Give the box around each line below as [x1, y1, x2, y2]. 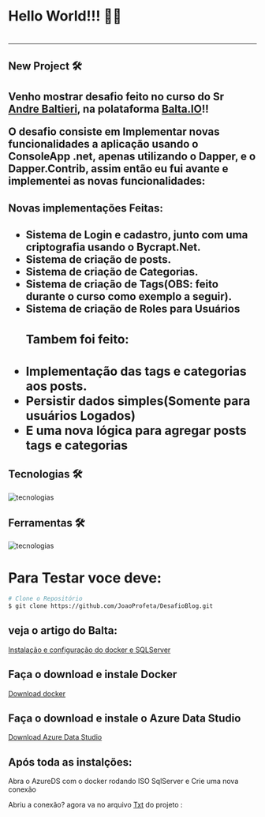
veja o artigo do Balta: [8, 624, 118, 638]
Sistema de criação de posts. [25, 253, 172, 266]
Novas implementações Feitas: [8, 201, 164, 215]
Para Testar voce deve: [8, 568, 162, 587]
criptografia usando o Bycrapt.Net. [25, 240, 201, 253]
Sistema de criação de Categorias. [25, 264, 199, 279]
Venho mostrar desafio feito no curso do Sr [8, 90, 225, 103]
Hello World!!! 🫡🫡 [8, 7, 122, 25]
